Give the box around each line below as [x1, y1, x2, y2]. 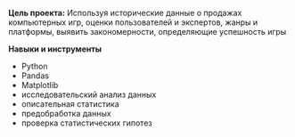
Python [20, 61, 48, 71]
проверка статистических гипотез [20, 117, 152, 128]
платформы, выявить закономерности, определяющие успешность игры [8, 27, 287, 36]
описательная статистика [20, 99, 119, 109]
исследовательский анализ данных [20, 89, 157, 100]
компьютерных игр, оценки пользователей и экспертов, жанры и [8, 17, 258, 28]
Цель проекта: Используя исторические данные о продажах [8, 8, 242, 18]
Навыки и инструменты [8, 44, 102, 54]
